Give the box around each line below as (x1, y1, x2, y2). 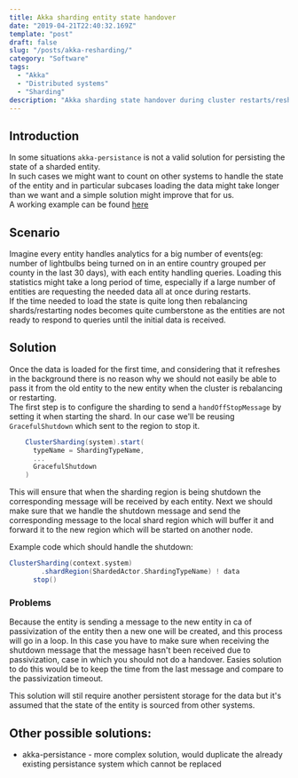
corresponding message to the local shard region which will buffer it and (9, 515, 275, 526)
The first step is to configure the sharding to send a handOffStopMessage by (9, 401, 282, 412)
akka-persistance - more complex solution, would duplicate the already (21, 749, 284, 759)
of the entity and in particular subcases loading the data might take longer (9, 180, 280, 191)
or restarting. (9, 392, 58, 402)
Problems (9, 596, 51, 608)
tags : (9, 63, 29, 72)
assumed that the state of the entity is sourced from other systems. (9, 700, 255, 711)
